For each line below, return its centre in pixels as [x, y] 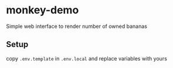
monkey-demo [43, 10]
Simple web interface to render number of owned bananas [77, 26]
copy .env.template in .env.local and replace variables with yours [86, 58]
